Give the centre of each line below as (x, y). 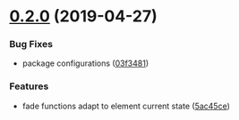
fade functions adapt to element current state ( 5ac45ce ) (126, 106)
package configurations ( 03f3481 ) (85, 63)
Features (29, 86)
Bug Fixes (31, 44)
